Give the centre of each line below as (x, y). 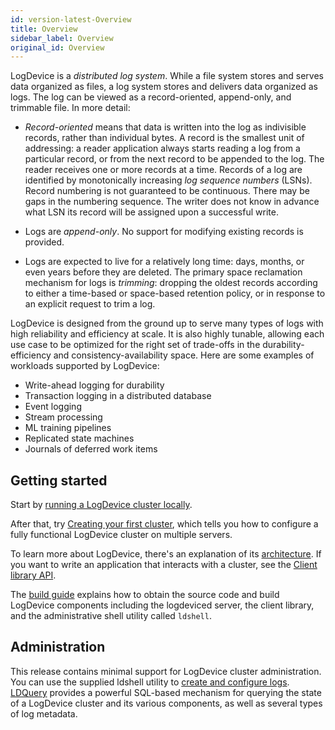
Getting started (59, 480)
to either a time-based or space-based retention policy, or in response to (175, 293)
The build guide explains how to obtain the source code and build (145, 595)
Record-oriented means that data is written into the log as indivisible (165, 127)
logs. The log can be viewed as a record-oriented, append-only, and (151, 97)
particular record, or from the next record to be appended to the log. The (174, 159)
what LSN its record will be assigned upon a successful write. (151, 212)
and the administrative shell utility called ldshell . (111, 616)
